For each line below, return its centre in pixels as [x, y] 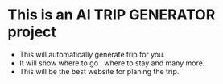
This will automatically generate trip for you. [92, 54]
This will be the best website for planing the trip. [99, 71]
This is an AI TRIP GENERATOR [111, 15]
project [32, 32]
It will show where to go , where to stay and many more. [112, 63]
